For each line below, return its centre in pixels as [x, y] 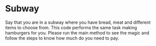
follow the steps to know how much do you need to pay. [62, 38]
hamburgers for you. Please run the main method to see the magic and [77, 33]
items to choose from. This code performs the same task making [71, 27]
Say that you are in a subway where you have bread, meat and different [78, 22]
